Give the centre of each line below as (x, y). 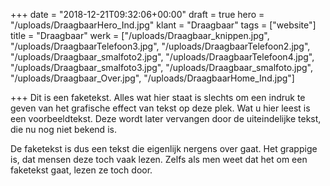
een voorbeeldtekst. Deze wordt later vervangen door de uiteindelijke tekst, (166, 118)
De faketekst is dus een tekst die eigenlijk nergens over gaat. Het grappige (164, 148)
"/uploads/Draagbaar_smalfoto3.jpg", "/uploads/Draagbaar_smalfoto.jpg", (162, 67)
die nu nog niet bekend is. (63, 129)
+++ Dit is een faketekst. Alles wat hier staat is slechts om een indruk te (158, 97)
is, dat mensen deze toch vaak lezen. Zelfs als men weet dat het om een (159, 159)
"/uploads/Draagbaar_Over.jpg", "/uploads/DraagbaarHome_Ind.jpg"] (152, 78)
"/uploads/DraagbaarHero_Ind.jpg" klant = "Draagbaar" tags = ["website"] (163, 25)
